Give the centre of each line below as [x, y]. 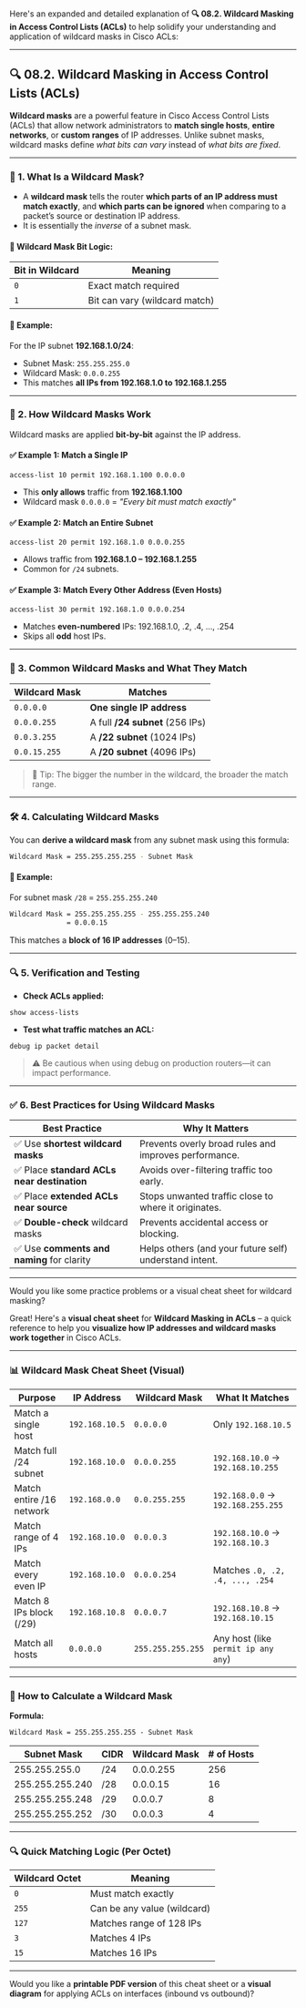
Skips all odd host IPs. [64, 636]
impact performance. [71, 1073]
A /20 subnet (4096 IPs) [143, 752]
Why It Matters [216, 1129]
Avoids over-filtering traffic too [206, 1170]
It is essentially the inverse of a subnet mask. [107, 226]
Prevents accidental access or [204, 1223]
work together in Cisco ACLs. [65, 1337]
